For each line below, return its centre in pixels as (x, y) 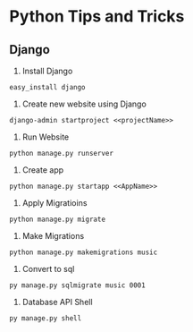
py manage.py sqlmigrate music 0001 (77, 285)
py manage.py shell (46, 319)
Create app (43, 170)
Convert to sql (48, 269)
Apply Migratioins (55, 203)
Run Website (46, 137)
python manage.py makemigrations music (84, 252)
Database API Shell (57, 302)
